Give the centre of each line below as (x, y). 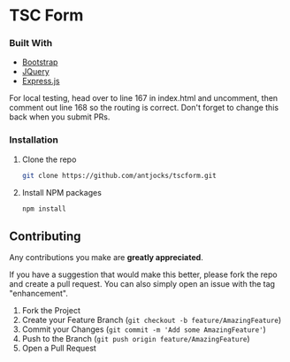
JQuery (36, 72)
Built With (31, 43)
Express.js (41, 81)
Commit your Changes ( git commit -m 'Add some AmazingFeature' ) (144, 329)
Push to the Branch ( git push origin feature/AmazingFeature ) (136, 339)
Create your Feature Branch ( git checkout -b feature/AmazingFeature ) (152, 320)
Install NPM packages (61, 192)
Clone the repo (49, 159)
